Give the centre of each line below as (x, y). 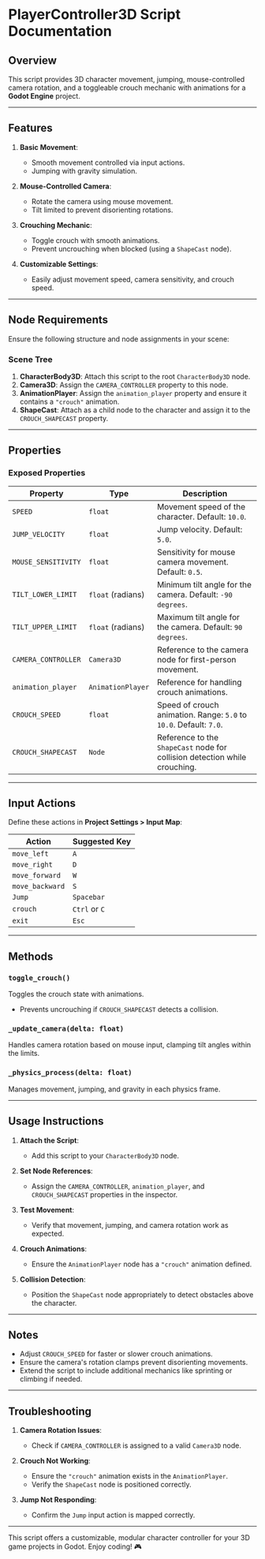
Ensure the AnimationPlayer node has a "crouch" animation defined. (142, 1264)
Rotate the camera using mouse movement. (102, 201)
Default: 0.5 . (179, 572)
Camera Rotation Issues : (61, 1430)
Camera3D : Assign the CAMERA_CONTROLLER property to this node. (124, 385)
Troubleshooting (50, 1411)
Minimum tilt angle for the (204, 584)
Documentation (60, 31)
